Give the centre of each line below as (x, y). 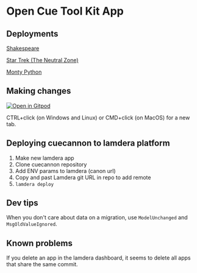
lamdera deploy (34, 184)
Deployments (32, 34)
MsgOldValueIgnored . (32, 224)
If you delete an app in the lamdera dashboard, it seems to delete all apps (99, 258)
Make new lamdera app (45, 158)
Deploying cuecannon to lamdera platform (88, 144)
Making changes (39, 91)
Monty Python (24, 72)
